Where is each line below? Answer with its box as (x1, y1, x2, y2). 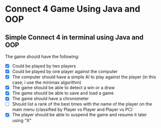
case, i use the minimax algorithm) (12, 79, 81, 86)
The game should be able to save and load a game (12, 90, 114, 96)
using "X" (12, 117, 32, 123)
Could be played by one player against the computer (12, 69, 118, 74)
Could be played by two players (12, 63, 76, 69)
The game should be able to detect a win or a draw (12, 85, 115, 91)
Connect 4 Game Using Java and (5, 3, 141, 15)
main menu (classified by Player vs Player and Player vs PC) (12, 107, 133, 112)
